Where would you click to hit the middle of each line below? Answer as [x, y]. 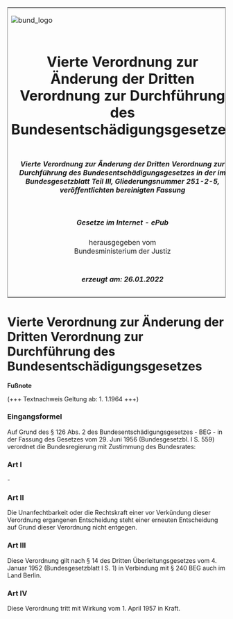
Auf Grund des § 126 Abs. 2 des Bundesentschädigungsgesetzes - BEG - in [115, 432]
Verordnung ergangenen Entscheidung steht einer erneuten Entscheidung [113, 520]
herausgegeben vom [123, 243]
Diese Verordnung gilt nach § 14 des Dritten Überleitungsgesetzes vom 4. [112, 560]
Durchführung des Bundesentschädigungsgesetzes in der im [123, 173]
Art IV [17, 593]
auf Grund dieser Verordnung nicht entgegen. [72, 528]
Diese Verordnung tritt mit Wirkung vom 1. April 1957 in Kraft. [94, 608]
